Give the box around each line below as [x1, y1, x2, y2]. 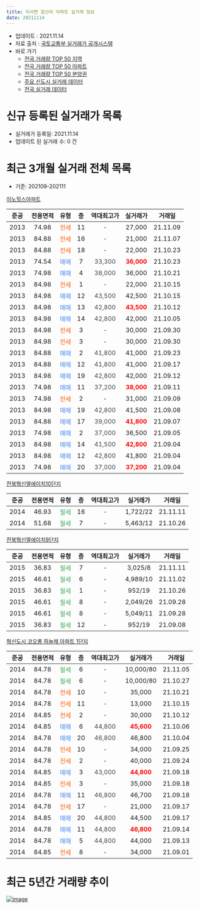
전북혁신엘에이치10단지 [6, 480, 61, 487]
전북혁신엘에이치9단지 [6, 536, 59, 543]
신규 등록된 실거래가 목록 [6, 109, 122, 122]
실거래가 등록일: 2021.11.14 [15, 130, 79, 138]
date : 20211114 [6, 15, 45, 21]
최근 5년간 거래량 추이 [6, 875, 110, 889]
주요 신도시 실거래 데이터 [24, 77, 83, 85]
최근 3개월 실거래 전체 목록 [6, 161, 131, 175]
